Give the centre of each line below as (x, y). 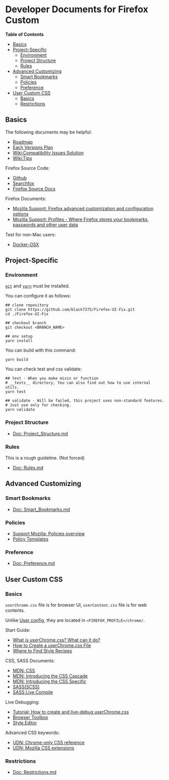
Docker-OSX (26, 244)
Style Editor (25, 723)
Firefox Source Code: (27, 168)
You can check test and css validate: (44, 369)
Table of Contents (25, 34)
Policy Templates (30, 539)
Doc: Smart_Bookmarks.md (41, 509)
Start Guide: (18, 630)
